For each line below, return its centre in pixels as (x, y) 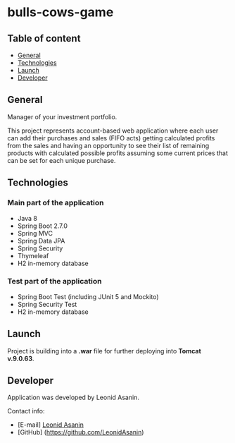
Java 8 (27, 218)
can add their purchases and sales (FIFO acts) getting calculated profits (111, 138)
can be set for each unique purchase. (62, 160)
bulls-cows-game (61, 12)
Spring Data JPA (41, 241)
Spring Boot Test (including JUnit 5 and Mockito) (88, 296)
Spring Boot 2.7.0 (43, 226)
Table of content (44, 38)
